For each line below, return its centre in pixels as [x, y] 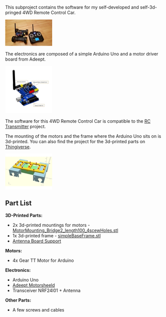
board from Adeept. [25, 59]
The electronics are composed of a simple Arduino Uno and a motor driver [82, 54]
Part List [18, 203]
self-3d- [148, 7]
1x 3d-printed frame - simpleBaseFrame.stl [56, 235]
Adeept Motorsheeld [33, 285]
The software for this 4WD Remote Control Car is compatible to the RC [78, 121]
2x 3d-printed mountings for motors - [51, 225]
